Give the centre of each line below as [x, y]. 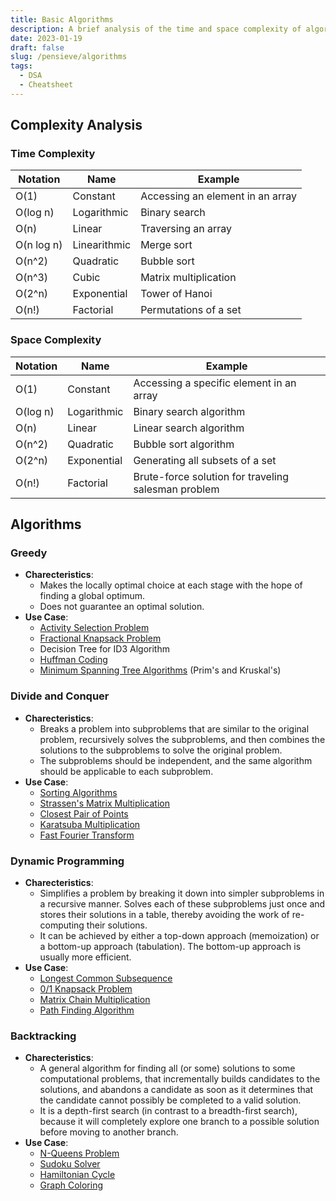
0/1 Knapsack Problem [86, 989]
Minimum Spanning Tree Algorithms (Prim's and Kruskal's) [160, 670]
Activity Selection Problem [94, 628]
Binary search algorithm [189, 411]
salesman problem [176, 489]
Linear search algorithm [189, 428]
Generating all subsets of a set [205, 460]
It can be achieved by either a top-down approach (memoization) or [179, 936]
